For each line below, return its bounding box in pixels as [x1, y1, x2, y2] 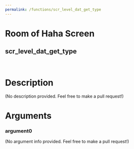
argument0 [5, 127, 33, 134]
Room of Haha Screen [5, 28, 95, 39]
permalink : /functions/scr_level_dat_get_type [5, 7, 101, 12]
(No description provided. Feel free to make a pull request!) [5, 93, 124, 99]
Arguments [5, 110, 52, 121]
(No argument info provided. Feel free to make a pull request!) [5, 139, 129, 145]
